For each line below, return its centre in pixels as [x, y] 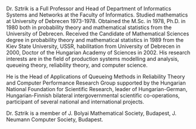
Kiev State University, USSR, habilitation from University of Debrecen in [93, 46]
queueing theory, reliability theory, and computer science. [77, 65]
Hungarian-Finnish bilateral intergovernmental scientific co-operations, [93, 95]
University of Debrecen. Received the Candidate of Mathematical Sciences [98, 34]
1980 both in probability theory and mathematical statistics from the [89, 27]
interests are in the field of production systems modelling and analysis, [93, 59]
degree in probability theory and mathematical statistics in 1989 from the [95, 40]
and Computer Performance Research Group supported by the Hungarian [96, 83]
